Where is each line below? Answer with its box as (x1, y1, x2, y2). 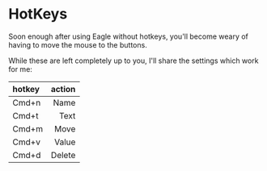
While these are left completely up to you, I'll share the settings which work (8, 56, 259, 65)
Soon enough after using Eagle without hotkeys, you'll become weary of (8, 31, 249, 41)
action (50, 83, 76, 94)
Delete (51, 149, 76, 161)
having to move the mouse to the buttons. (8, 40, 147, 49)
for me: (8, 64, 32, 73)
